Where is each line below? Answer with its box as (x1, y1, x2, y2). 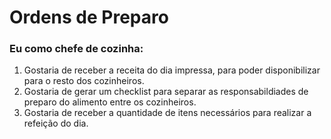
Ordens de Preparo (9, 6, 169, 29)
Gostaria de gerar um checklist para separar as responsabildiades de (23, 86, 309, 98)
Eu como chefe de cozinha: (9, 42, 144, 56)
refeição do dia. (23, 117, 89, 130)
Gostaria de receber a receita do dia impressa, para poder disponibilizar (23, 64, 321, 76)
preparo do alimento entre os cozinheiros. (23, 96, 197, 108)
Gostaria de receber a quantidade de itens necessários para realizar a (23, 107, 312, 119)
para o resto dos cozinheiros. (23, 75, 145, 87)
